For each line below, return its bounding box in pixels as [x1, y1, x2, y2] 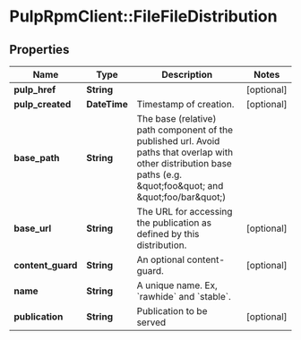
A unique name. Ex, [136, 279, 218, 292]
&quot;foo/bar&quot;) [136, 191, 227, 203]
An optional [136, 253, 185, 266]
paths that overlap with [136, 146, 234, 158]
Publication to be [136, 305, 208, 317]
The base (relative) [136, 113, 217, 124]
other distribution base [136, 157, 233, 169]
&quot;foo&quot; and [136, 180, 224, 191]
